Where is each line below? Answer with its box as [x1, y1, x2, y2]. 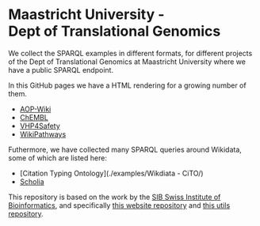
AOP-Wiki [19, 104, 52, 114]
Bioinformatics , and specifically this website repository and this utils [8, 200, 231, 210]
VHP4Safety [19, 121, 61, 130]
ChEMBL [19, 112, 49, 122]
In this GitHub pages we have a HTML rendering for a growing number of [8, 81, 247, 90]
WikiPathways [19, 129, 67, 139]
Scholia [19, 176, 45, 186]
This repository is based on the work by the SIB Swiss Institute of [8, 192, 221, 202]
